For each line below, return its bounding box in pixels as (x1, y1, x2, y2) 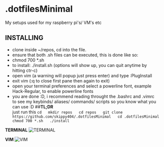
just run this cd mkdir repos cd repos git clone (12, 109, 123, 115)
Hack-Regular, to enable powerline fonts (12, 88, 94, 94)
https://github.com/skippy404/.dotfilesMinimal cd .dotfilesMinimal (12, 114, 160, 119)
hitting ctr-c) (12, 67, 38, 73)
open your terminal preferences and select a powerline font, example (12, 83, 152, 89)
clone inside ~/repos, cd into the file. (12, 46, 87, 52)
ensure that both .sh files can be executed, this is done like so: (12, 52, 139, 58)
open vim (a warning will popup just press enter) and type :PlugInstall (12, 72, 153, 79)
